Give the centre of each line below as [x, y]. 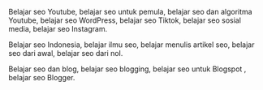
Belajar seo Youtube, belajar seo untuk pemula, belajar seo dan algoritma [131, 12]
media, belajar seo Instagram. [58, 29]
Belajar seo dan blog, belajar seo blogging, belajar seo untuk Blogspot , [127, 69]
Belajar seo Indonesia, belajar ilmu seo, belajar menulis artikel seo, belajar [131, 45]
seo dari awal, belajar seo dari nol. [66, 53]
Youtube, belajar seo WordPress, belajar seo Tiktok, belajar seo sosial [125, 20]
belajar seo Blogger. [42, 77]
